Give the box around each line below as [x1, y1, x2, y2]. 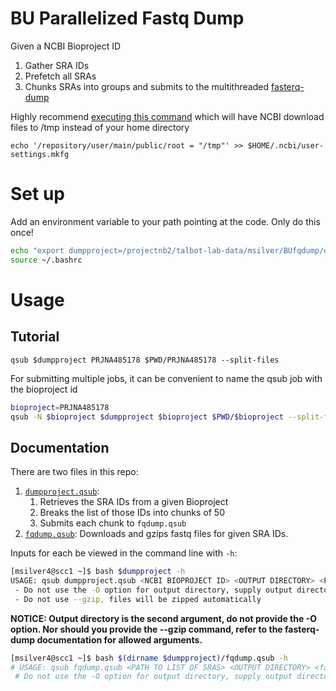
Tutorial [10, 328, 60, 346]
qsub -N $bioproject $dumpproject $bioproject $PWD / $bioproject [10, 412, 284, 422]
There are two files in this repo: [10, 466, 139, 478]
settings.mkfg [10, 149, 70, 159]
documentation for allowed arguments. [36, 633, 203, 646]
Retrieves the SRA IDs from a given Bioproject [39, 496, 229, 508]
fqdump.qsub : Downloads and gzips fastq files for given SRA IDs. [24, 528, 289, 540]
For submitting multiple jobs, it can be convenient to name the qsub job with [10, 372, 323, 384]
